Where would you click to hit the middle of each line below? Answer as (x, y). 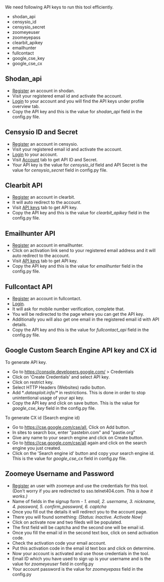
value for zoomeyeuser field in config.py (53, 564)
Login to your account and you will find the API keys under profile (78, 101)
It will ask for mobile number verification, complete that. (68, 309)
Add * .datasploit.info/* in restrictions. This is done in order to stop (79, 392)
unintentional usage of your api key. (48, 398)
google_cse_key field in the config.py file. (54, 408)
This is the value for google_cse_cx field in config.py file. (69, 458)
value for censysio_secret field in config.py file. (60, 170)
